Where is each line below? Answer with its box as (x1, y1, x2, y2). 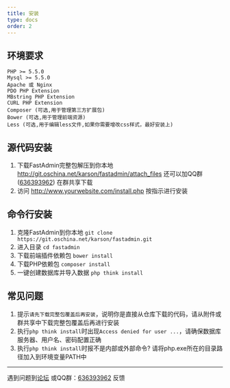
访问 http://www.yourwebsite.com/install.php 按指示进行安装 (16, 187, 188, 195)
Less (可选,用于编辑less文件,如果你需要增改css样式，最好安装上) (7, 121, 174, 129)
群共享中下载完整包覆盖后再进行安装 (16, 318, 120, 326)
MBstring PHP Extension (7, 94, 75, 101)
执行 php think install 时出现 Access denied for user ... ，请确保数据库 (16, 326, 221, 335)
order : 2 (7, 23, 32, 29)
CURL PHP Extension (7, 100, 63, 107)
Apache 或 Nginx (7, 81, 53, 89)
